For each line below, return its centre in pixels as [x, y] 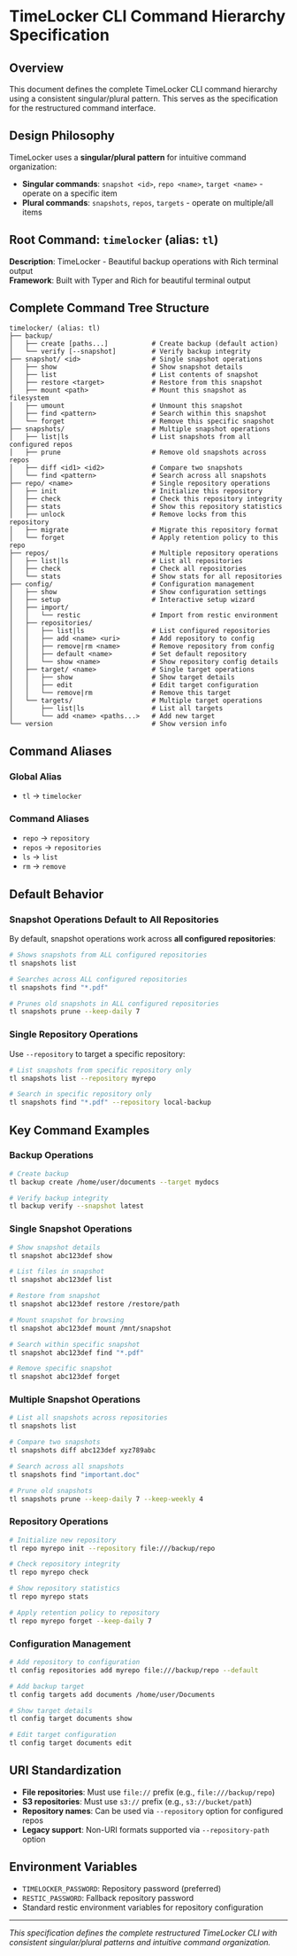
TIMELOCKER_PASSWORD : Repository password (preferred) [122, 1888]
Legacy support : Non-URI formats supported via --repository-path [145, 1829]
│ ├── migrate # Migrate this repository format [144, 530]
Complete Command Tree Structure [109, 308]
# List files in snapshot [57, 1271]
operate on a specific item [69, 193]
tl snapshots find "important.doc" [75, 1475]
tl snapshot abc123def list [61, 1280]
